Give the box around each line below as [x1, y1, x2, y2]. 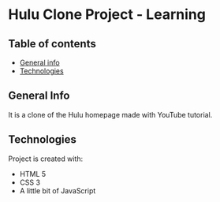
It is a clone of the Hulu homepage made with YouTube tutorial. [8, 110, 213, 119]
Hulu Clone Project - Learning [8, 6, 207, 24]
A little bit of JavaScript [19, 185, 96, 195]
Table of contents [8, 37, 96, 50]
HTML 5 [19, 169, 47, 178]
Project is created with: [8, 154, 84, 163]
